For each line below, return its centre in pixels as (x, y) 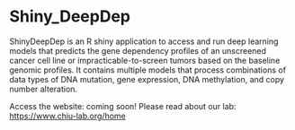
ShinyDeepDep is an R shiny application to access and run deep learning (144, 41)
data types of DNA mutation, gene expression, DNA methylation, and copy (147, 79)
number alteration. (44, 89)
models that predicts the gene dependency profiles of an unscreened (138, 50)
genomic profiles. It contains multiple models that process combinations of (147, 70)
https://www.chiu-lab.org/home (67, 116)
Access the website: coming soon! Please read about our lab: (123, 106)
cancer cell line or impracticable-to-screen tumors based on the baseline (145, 60)
